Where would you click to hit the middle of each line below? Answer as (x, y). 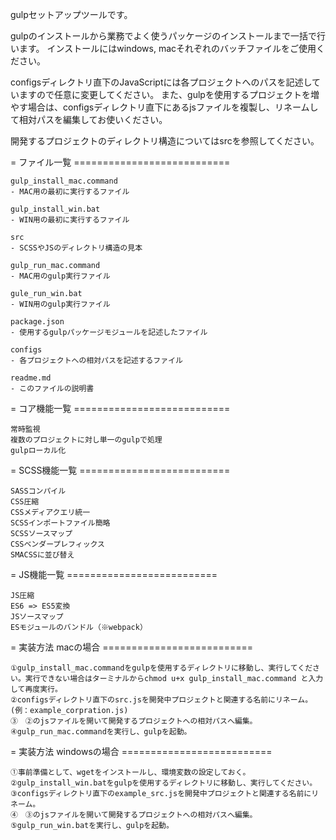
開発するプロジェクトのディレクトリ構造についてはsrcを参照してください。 (165, 141)
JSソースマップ (37, 617)
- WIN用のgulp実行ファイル (60, 304)
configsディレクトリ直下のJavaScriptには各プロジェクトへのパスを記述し (161, 82)
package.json (37, 322)
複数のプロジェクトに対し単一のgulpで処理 (86, 440)
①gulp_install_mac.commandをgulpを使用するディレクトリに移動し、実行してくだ (161, 668)
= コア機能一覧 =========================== (120, 408)
